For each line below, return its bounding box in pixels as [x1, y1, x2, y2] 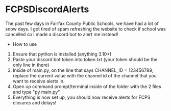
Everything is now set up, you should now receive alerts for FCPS [12, 94, 151, 100]
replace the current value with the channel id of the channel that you [12, 72, 157, 78]
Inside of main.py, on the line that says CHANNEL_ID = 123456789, [12, 67, 154, 73]
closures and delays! [12, 99, 57, 105]
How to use [12, 41, 37, 47]
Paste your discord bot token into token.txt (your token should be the [12, 56, 158, 62]
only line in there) [12, 62, 50, 68]
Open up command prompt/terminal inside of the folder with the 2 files [12, 83, 162, 90]
